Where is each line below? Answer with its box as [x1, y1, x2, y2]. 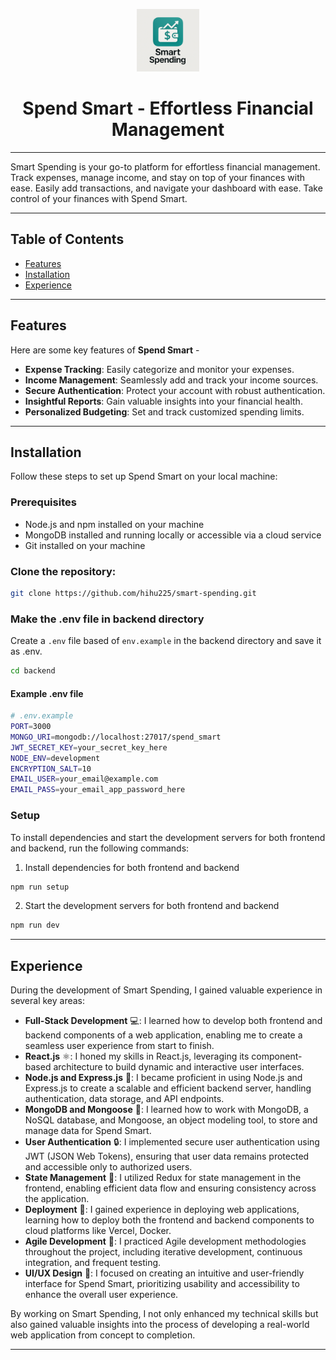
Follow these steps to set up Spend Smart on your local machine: [10, 470, 278, 483]
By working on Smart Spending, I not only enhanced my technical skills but [10, 1308, 319, 1320]
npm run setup [10, 882, 70, 892]
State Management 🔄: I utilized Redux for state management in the [24, 1172, 302, 1184]
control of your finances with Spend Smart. [10, 192, 188, 204]
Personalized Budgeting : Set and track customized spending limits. [24, 405, 305, 418]
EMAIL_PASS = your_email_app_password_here [10, 785, 186, 795]
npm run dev [10, 920, 60, 931]
